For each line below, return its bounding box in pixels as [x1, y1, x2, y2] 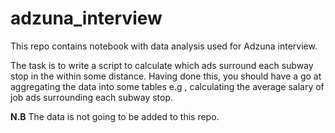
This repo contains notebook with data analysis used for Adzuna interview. [10, 40, 318, 52]
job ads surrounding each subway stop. [10, 91, 174, 103]
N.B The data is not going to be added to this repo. [10, 110, 220, 122]
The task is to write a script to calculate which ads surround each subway [10, 59, 314, 71]
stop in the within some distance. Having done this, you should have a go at [10, 70, 322, 82]
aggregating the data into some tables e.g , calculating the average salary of [10, 80, 325, 92]
